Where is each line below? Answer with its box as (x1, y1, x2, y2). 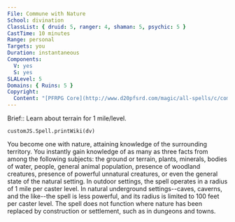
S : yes (13, 69, 33, 76)
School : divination (7, 17, 64, 24)
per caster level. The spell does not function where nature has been (7, 200, 203, 207)
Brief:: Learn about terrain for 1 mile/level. (7, 114, 127, 123)
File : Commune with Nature (7, 10, 86, 18)
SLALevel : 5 (7, 75, 42, 83)
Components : (7, 56, 42, 63)
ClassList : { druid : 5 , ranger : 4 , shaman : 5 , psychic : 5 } (7, 23, 187, 30)
